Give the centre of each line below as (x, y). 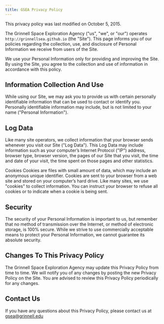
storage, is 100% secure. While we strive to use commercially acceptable (79, 230)
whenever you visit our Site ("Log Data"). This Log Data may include (74, 145)
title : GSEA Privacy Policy (34, 10)
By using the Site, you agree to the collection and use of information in (76, 64)
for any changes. (22, 283)
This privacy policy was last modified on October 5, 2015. (63, 24)
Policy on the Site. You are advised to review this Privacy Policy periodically (82, 278)
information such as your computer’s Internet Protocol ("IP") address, (75, 150)
